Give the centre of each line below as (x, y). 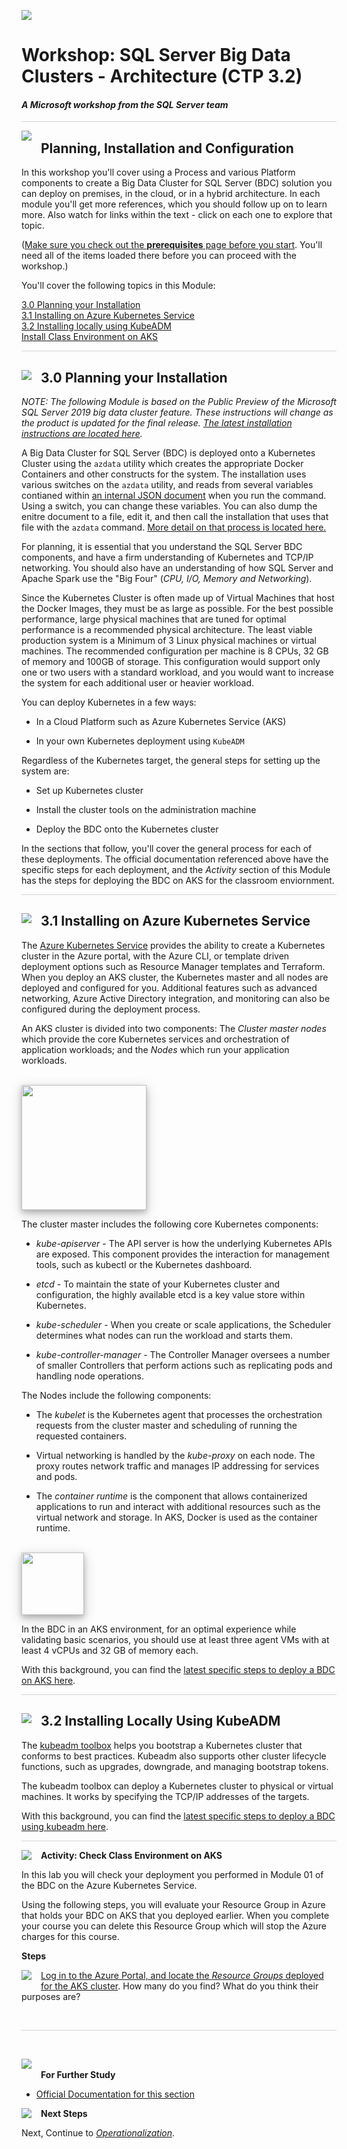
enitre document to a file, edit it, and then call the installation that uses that (175, 517)
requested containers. (81, 1436)
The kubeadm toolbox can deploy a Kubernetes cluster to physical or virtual (177, 1786)
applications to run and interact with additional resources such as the (178, 1506)
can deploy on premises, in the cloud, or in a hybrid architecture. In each (171, 194)
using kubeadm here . (65, 1826)
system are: (45, 771)
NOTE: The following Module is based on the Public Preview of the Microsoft (179, 402)
